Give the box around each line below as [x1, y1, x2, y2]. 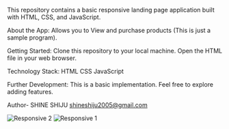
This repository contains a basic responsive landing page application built [7, 6, 215, 14]
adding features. [7, 88, 53, 96]
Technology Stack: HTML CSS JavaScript [7, 68, 124, 75]
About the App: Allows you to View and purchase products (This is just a [7, 27, 211, 34]
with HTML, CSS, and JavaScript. [7, 13, 101, 21]
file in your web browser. [7, 54, 77, 62]
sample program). [7, 33, 57, 42]
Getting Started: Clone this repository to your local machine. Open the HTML [7, 47, 223, 55]
